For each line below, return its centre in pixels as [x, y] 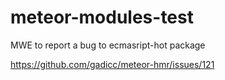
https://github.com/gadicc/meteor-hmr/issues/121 [112, 64]
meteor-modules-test [102, 17]
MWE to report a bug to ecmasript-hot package [108, 45]
